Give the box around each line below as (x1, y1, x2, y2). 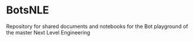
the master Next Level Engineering (6, 29, 90, 36)
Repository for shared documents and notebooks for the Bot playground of (6, 23, 188, 30)
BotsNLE (6, 3, 49, 17)
